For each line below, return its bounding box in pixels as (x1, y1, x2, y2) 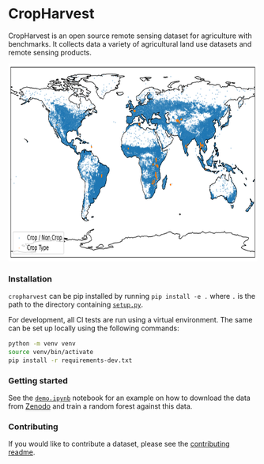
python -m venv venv (8, 340, 77, 348)
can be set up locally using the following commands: (8, 323, 179, 333)
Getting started (8, 375, 69, 386)
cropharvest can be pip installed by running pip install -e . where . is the (8, 292, 255, 301)
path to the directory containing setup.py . (8, 300, 144, 309)
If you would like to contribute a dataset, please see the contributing (8, 439, 231, 449)
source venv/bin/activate (8, 349, 93, 356)
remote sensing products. (8, 47, 92, 57)
